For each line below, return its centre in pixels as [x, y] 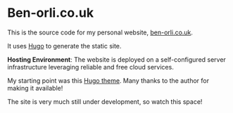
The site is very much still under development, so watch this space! [105, 101]
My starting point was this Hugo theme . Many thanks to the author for [108, 80]
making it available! [35, 88]
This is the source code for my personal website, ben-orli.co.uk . [100, 32]
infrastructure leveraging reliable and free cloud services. [90, 67]
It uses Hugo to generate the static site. [64, 46]
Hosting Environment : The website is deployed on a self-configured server [117, 59]
